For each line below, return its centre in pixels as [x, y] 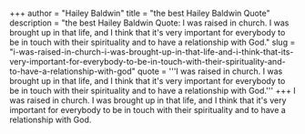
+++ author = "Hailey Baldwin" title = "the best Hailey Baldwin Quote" [140, 13]
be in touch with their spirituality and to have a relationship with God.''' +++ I [152, 91]
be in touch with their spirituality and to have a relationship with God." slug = [152, 42]
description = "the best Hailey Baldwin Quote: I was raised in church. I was [149, 23]
